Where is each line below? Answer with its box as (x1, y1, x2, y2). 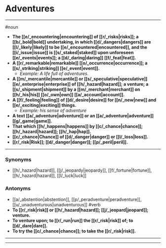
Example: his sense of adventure (19, 107, 87, 113)
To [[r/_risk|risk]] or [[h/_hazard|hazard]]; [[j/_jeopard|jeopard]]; (12, 207, 149, 213)
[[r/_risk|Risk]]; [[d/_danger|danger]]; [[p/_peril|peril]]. (12, 139, 128, 145)
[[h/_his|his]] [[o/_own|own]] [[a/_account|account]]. (12, 91, 125, 97)
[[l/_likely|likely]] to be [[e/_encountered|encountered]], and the (12, 44, 147, 50)
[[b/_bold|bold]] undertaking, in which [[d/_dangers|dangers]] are (12, 39, 151, 45)
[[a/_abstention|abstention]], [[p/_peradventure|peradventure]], (12, 196, 142, 202)
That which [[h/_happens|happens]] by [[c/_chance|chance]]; (12, 123, 143, 129)
